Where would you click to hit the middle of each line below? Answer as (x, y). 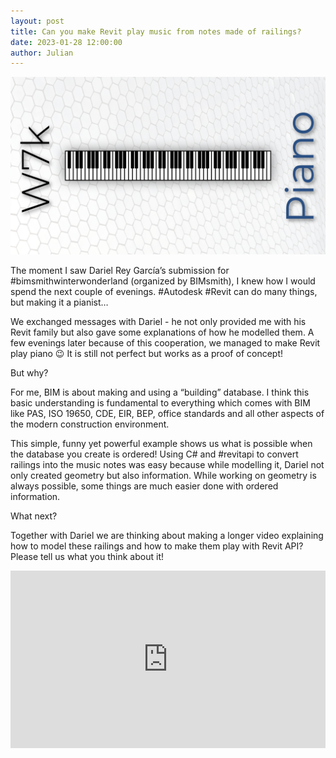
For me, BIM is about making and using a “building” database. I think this (160, 392)
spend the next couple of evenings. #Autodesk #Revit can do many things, (164, 291)
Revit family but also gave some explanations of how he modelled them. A (162, 332)
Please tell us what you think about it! (87, 556)
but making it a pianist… (59, 302)
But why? (29, 372)
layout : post (37, 21)
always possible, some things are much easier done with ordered (144, 486)
